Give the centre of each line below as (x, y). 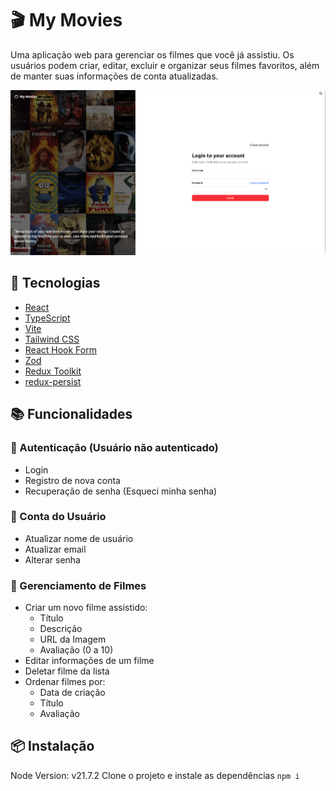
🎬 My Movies (66, 20)
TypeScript (47, 318)
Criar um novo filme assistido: (86, 608)
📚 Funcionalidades (71, 414)
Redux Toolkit (53, 371)
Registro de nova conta (72, 480)
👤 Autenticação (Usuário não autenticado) (114, 448)
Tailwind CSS (52, 339)
